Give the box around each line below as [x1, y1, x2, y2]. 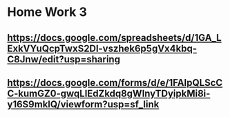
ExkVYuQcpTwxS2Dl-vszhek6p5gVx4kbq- [7, 42, 197, 54]
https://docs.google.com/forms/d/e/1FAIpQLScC [7, 77, 223, 89]
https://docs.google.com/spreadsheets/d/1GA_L [7, 32, 222, 44]
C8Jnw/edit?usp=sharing [7, 53, 121, 65]
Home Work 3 [7, 4, 88, 20]
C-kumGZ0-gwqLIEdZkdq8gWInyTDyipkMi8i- [7, 87, 211, 99]
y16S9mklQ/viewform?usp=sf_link [7, 98, 160, 110]
